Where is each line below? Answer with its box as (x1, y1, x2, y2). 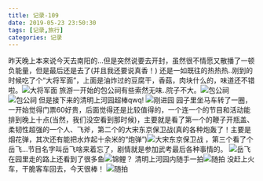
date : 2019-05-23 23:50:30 (8, 19, 97, 27)
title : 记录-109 (8, 11, 59, 20)
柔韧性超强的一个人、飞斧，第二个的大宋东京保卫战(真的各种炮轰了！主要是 (8, 125, 252, 135)
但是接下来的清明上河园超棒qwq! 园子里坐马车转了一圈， (38, 95, 253, 105)
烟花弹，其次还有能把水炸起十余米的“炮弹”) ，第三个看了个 (8, 135, 254, 144)
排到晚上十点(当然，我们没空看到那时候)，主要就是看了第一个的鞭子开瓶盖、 (8, 115, 254, 124)
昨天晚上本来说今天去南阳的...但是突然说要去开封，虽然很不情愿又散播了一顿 (8, 56, 255, 65)
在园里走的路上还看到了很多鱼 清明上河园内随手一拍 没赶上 (8, 154, 248, 164)
